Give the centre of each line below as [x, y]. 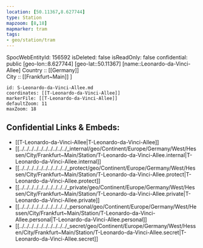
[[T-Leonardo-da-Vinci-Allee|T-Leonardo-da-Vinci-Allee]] [87, 142]
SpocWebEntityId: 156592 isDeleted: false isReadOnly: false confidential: [97, 57]
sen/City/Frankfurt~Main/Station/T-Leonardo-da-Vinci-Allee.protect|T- [103, 174]
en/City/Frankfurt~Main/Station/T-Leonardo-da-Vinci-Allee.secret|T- [101, 232]
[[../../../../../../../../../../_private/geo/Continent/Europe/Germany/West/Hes [105, 187]
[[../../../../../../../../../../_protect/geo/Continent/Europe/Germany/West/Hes [105, 168]
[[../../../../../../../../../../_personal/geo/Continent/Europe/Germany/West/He [106, 206]
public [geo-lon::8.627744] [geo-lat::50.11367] [64, 64]
